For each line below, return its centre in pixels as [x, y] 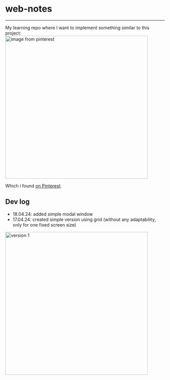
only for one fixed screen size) [44, 225]
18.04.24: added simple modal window [53, 214]
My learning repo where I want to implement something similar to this [77, 27]
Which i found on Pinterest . [34, 185]
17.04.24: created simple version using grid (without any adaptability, [84, 219]
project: [13, 33]
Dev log [17, 202]
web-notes [29, 9]
